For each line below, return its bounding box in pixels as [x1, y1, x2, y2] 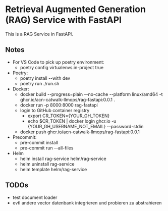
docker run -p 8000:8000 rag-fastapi [20, 102, 98, 108]
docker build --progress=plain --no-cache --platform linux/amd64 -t [20, 91, 163, 97]
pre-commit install [20, 139, 58, 145]
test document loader [12, 194, 58, 200]
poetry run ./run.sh [20, 80, 60, 86]
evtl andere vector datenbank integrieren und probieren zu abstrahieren [12, 199, 162, 205]
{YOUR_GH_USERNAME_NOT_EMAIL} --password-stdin [27, 123, 144, 129]
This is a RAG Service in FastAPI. [5, 31, 73, 37]
